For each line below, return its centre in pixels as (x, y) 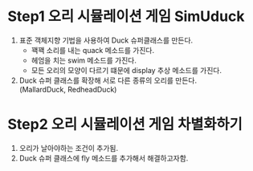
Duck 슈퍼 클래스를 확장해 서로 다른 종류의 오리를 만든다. (108, 80)
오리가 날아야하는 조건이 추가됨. (68, 148)
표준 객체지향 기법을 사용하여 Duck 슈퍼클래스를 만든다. (106, 40)
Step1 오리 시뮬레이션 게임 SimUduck (126, 16)
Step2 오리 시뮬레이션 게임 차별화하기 (125, 124)
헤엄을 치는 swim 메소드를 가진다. (84, 60)
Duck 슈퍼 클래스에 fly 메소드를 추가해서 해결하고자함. (104, 158)
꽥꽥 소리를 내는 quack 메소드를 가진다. (93, 50)
